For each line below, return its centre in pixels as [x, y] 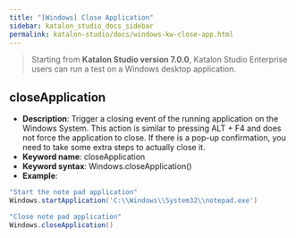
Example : [40, 176]
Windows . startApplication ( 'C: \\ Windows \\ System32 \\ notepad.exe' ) [133, 201]
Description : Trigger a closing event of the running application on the [150, 119]
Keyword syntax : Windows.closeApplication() [107, 166]
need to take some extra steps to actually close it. [114, 148]
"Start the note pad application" [74, 192]
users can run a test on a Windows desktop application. [134, 69]
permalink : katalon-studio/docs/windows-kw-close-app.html [122, 34]
